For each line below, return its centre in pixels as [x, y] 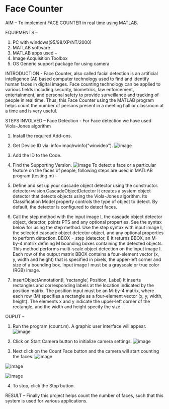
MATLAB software [31, 47]
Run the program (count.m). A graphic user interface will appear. [79, 326]
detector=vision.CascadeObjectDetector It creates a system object [81, 191]
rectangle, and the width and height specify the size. [67, 306]
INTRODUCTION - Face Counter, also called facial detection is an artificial [82, 73]
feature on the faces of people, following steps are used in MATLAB [82, 170]
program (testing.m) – [35, 176]
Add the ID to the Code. [37, 155]
